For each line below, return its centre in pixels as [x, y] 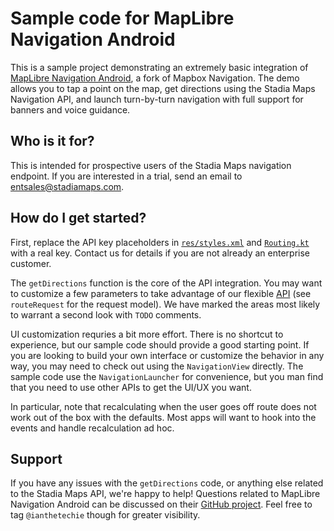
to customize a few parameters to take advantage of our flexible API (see [161, 293]
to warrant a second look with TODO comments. [106, 314]
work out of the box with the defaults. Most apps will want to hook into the [163, 417]
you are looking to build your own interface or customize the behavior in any [167, 355]
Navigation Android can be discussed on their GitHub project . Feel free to [161, 504]
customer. [31, 263]
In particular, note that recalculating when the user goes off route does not [163, 406]
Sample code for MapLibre [122, 18]
